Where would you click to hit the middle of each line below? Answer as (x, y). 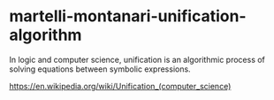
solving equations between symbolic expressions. (100, 69)
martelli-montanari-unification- (128, 16)
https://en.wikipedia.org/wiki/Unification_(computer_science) (120, 86)
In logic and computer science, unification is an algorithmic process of (137, 59)
